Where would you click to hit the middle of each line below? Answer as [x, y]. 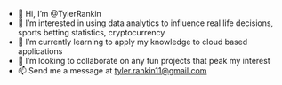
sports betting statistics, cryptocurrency [91, 32]
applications [40, 51]
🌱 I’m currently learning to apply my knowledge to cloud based [133, 42]
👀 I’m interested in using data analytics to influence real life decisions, [145, 23]
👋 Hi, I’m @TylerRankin [60, 14]
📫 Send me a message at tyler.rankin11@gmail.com [112, 70]
